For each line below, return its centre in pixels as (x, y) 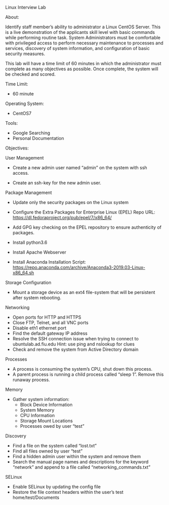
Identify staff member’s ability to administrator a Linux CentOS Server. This (83, 27)
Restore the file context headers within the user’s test (68, 492)
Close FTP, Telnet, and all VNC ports (50, 322)
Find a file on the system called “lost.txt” (54, 446)
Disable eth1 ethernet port (39, 328)
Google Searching (31, 133)
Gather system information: (41, 399)
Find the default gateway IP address (50, 333)
